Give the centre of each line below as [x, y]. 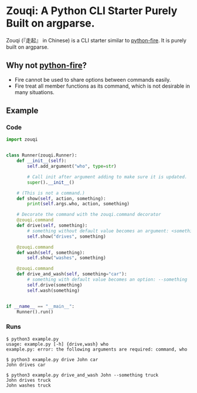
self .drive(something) [55, 285]
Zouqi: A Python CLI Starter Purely [92, 11]
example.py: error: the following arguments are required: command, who [97, 349]
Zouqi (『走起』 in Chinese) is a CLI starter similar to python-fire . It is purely [96, 40]
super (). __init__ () [51, 182]
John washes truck [28, 385]
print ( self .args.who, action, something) [79, 204]
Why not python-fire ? [46, 66]
